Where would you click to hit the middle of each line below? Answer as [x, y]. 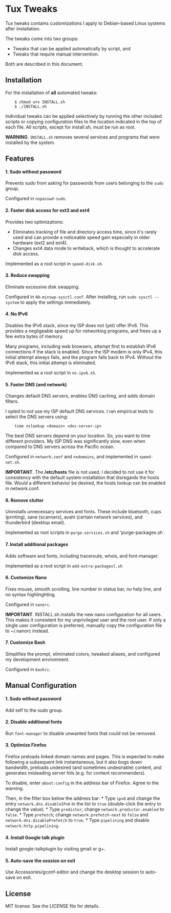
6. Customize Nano [26, 578]
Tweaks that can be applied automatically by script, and [71, 48]
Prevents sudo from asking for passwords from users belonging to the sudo [84, 183]
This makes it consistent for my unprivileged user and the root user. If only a [86, 620]
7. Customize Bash [25, 642]
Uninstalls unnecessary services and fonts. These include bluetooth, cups [83, 512]
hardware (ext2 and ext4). [40, 243]
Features [20, 159]
